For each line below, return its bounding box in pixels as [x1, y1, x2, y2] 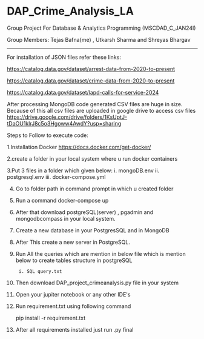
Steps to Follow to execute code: [7, 132, 88, 139]
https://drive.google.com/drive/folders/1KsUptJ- [7, 113, 128, 121]
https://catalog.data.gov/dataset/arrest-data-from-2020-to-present [7, 65, 175, 72]
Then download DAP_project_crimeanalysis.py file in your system [15, 279, 179, 286]
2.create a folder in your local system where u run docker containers [7, 155, 178, 162]
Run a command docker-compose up [15, 196, 109, 204]
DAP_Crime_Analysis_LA [7, 4, 134, 18]
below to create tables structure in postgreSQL [15, 257, 133, 264]
